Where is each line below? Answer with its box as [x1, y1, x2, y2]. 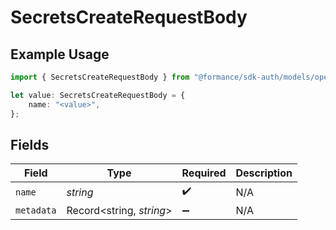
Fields [10, 136, 50, 153]
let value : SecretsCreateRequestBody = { [10, 90, 186, 100]
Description [235, 166, 293, 180]
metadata [15, 205, 57, 216]
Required [181, 166, 227, 180]
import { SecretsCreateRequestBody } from [10, 72, 190, 82]
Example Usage [10, 46, 110, 63]
